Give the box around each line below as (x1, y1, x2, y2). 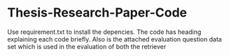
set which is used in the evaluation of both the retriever (7, 42, 167, 50)
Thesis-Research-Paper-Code (7, 5, 188, 21)
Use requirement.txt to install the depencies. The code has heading (7, 28, 202, 36)
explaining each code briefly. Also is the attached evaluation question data (7, 35, 222, 43)
